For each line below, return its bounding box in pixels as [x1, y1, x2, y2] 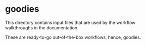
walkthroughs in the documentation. [5, 24, 79, 30]
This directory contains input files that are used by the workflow [5, 20, 136, 25]
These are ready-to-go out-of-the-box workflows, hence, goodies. [5, 34, 141, 40]
